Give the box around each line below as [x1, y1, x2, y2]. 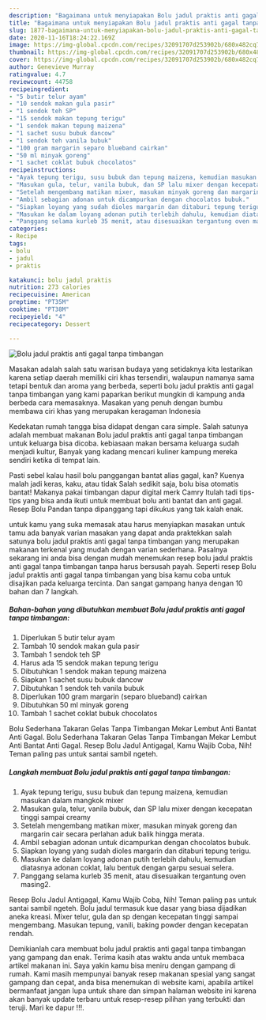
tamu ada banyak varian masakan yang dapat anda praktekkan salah [9, 528, 232, 537]
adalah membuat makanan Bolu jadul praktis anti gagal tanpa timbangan [9, 430, 244, 439]
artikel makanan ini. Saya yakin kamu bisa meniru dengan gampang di [9, 961, 236, 970]
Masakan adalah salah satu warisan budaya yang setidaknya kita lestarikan [9, 364, 253, 373]
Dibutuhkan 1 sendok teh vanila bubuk [20, 684, 144, 693]
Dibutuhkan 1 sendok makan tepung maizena [20, 666, 167, 677]
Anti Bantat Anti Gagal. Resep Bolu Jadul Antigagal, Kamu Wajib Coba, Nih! [9, 741, 252, 750]
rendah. [9, 929, 35, 938]
